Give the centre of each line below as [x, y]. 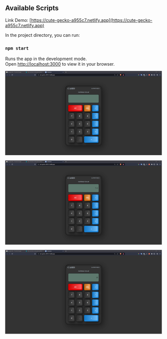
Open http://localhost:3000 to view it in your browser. [60, 64]
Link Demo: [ [18, 20]
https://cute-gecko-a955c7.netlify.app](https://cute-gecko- [92, 20]
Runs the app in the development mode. [46, 59]
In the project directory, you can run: [42, 35]
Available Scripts [32, 8]
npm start [17, 48]
